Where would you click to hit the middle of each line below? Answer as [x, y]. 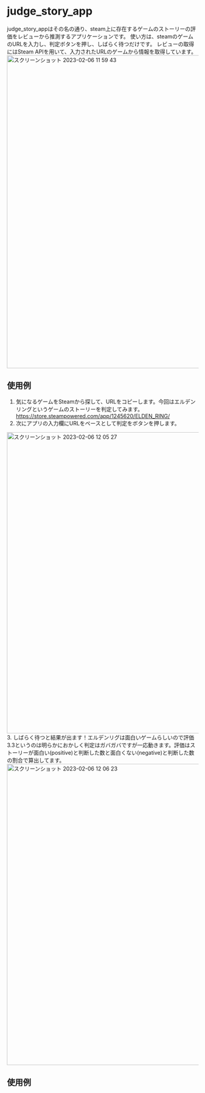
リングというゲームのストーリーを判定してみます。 [79, 409]
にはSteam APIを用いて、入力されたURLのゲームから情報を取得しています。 [102, 51]
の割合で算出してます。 [36, 760]
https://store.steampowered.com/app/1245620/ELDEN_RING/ [93, 416]
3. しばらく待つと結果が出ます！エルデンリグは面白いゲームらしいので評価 [100, 737]
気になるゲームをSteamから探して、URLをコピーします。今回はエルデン [106, 401]
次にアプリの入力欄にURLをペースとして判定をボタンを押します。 [98, 423]
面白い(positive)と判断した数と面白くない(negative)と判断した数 [114, 752]
